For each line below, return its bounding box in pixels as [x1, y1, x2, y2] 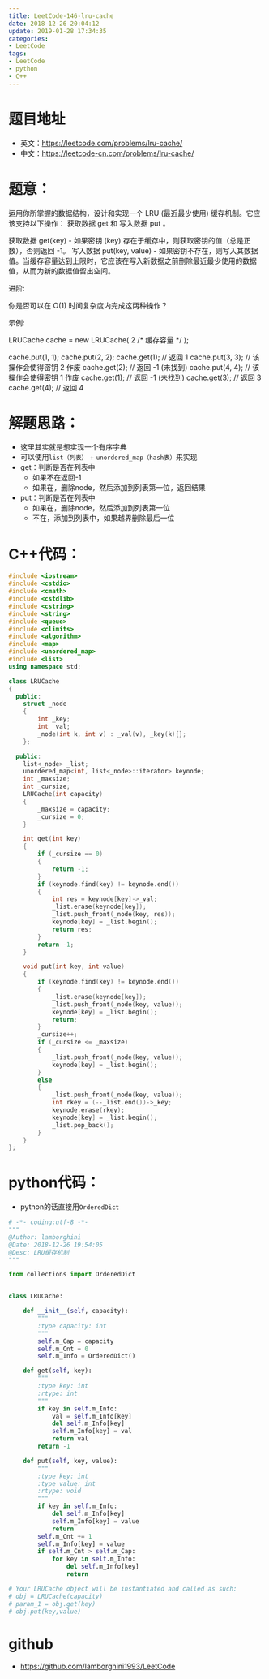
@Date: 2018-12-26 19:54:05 [8, 1241, 104, 1249]
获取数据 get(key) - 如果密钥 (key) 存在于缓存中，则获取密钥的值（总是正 [8, 235, 251, 245]
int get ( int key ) [23, 835, 82, 843]
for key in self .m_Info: [51, 1555, 136, 1563]
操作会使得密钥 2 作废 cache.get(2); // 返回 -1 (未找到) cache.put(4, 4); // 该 [8, 362, 260, 372]
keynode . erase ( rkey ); [51, 1106, 126, 1114]
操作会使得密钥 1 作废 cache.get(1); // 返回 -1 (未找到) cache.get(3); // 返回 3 [8, 372, 262, 382]
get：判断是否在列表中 [19, 463, 96, 472]
